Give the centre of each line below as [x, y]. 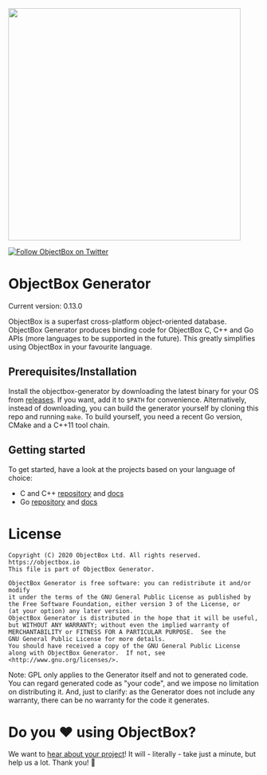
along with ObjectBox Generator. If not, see [87, 653]
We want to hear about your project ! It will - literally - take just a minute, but [132, 754]
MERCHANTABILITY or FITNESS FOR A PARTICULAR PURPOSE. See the [117, 632]
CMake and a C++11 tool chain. [59, 425]
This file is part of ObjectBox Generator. [82, 569]
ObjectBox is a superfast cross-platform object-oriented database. [118, 321]
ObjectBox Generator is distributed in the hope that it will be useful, [133, 618]
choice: [21, 478]
